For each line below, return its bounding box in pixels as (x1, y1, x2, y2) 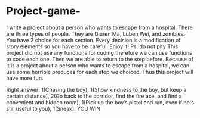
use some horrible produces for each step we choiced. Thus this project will (6, 68, 193, 75)
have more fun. (6, 74, 44, 82)
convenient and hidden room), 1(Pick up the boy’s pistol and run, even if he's (6, 98, 194, 105)
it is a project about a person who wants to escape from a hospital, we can (6, 61, 190, 69)
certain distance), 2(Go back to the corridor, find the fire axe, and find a (6, 92, 182, 100)
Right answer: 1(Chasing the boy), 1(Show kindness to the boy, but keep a (6, 86, 187, 93)
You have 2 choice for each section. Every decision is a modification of (6, 36, 181, 44)
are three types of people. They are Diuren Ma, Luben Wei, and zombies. (6, 30, 185, 37)
